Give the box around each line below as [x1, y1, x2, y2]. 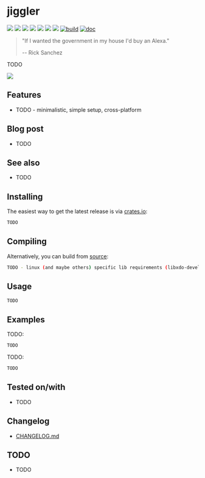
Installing [7, 191, 43, 202]
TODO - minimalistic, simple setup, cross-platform [15, 106, 142, 114]
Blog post [7, 124, 44, 134]
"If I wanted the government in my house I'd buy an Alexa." [21, 37, 170, 44]
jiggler [7, 4, 40, 18]
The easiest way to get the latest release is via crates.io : [7, 208, 148, 215]
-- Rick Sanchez [21, 49, 63, 56]
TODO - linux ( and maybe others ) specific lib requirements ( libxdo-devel [7, 264, 201, 270]
